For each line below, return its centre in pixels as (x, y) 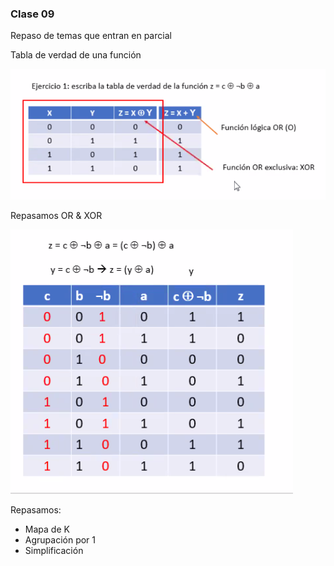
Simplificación (54, 550)
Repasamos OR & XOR (56, 215)
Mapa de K (47, 529)
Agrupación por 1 (60, 539)
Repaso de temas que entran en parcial (91, 36)
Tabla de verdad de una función (76, 55)
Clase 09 (32, 14)
